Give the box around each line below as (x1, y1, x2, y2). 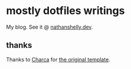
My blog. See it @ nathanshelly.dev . (6, 23, 93, 30)
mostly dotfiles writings (6, 4, 125, 18)
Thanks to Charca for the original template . (6, 56, 110, 63)
